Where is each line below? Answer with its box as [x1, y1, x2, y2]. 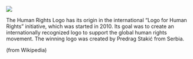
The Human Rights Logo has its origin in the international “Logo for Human [6, 17, 187, 23]
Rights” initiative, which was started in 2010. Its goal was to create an [6, 23, 174, 30]
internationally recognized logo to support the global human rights [6, 29, 167, 36]
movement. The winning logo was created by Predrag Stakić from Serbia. [6, 35, 185, 42]
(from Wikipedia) [6, 47, 47, 53]
